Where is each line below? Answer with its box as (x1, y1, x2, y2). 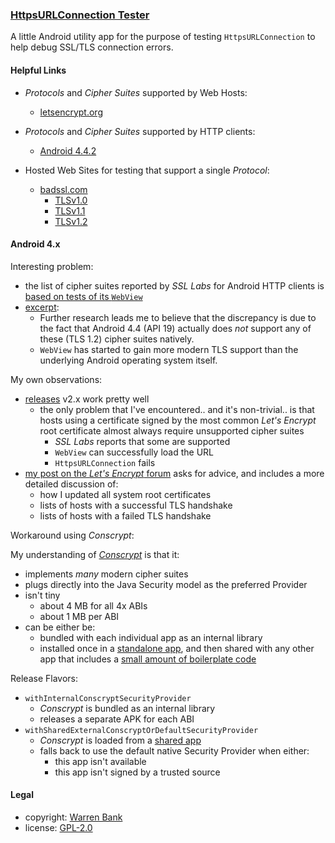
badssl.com (39, 183, 88, 195)
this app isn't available (54, 755, 147, 767)
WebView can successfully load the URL (54, 446, 214, 458)
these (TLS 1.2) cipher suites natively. (39, 333, 195, 345)
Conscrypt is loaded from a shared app (39, 734, 202, 746)
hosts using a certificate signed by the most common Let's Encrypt (39, 414, 317, 426)
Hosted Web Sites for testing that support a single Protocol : (24, 164, 270, 176)
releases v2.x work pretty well (24, 393, 150, 405)
